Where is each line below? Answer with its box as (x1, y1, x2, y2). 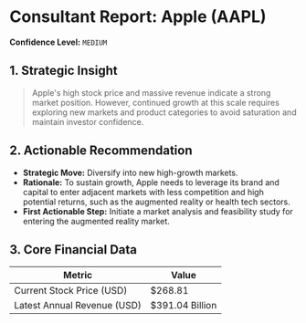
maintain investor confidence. (31, 116, 144, 127)
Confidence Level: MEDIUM (9, 36, 108, 47)
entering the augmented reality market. (22, 215, 171, 226)
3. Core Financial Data (9, 242, 137, 257)
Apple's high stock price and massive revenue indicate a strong (31, 87, 271, 98)
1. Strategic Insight (9, 63, 119, 78)
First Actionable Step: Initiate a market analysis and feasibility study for (22, 205, 294, 216)
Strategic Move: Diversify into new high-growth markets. (22, 167, 239, 178)
